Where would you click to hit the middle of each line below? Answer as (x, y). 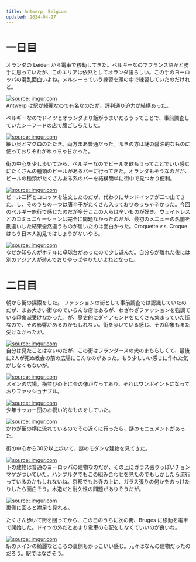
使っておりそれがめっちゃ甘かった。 (49, 151)
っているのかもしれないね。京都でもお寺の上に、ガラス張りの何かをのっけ (96, 482)
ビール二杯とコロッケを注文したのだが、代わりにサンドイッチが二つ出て (93, 197)
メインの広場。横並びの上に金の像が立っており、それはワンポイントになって (98, 384)
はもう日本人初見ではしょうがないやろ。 (55, 234)
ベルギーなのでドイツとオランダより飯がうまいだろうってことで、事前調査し (98, 118)
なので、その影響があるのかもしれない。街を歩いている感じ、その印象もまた (98, 325)
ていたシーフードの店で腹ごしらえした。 (55, 125)
